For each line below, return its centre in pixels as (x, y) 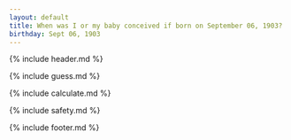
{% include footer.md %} (54, 128)
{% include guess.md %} (54, 76)
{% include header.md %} (56, 59)
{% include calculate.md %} (60, 93)
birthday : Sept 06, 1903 (55, 34)
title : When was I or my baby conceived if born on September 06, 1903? (146, 26)
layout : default (39, 17)
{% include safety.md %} (55, 111)
